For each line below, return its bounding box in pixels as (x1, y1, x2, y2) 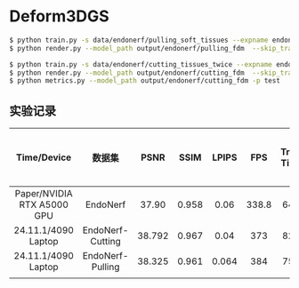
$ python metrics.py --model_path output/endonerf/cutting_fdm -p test (9, 76, 280, 85)
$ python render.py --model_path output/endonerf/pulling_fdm (9, 44, 245, 52)
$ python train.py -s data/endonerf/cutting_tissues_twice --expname (9, 60, 273, 68)
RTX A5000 (19, 198, 69, 211)
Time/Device (16, 151, 72, 164)
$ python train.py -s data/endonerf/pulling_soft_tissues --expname (9, 36, 269, 44)
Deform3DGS (9, 6, 109, 27)
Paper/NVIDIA (14, 188, 73, 200)
